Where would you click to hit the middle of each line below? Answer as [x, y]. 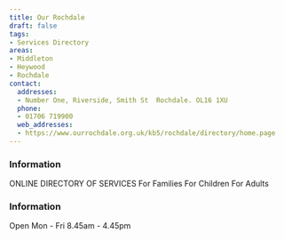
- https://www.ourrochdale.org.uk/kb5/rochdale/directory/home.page [146, 133]
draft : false [33, 26]
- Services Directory [49, 42]
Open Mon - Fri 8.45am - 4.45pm [70, 226]
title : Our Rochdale [47, 17]
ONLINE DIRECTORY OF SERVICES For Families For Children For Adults [139, 184]
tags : [19, 34]
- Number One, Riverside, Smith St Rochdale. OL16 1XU [122, 100]
